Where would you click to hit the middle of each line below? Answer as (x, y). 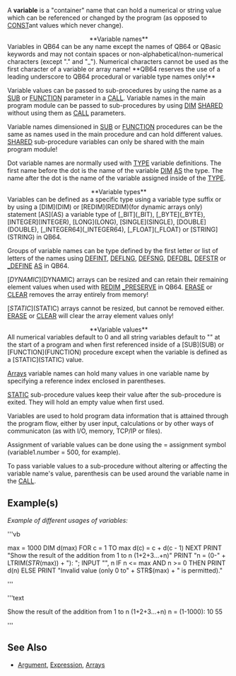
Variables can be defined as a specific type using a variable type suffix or (114, 199)
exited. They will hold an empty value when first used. (86, 402)
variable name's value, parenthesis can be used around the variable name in (118, 473)
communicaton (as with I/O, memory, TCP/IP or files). (85, 431)
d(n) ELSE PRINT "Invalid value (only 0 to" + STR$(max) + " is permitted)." (115, 570)
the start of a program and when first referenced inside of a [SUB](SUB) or (116, 344)
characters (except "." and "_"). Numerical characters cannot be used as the (118, 62)
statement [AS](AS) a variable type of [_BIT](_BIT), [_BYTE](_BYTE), (106, 214)
